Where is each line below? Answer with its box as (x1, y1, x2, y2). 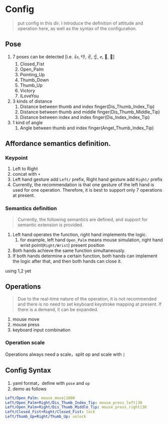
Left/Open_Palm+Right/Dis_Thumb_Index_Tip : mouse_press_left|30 (5, 400, 142, 405)
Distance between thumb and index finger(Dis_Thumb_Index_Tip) (20, 103, 155, 109)
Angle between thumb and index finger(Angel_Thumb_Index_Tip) (20, 124, 154, 131)
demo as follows (12, 385, 47, 392)
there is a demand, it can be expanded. (17, 306, 99, 312)
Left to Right (12, 166, 38, 172)
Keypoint (5, 155, 28, 162)
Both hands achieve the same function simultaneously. (12, 247, 126, 253)
